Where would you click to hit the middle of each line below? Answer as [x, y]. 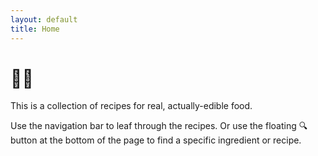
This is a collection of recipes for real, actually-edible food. [131, 106]
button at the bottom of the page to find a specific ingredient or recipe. [156, 140]
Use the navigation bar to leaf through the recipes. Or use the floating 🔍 [159, 126]
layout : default [44, 19]
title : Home [35, 29]
